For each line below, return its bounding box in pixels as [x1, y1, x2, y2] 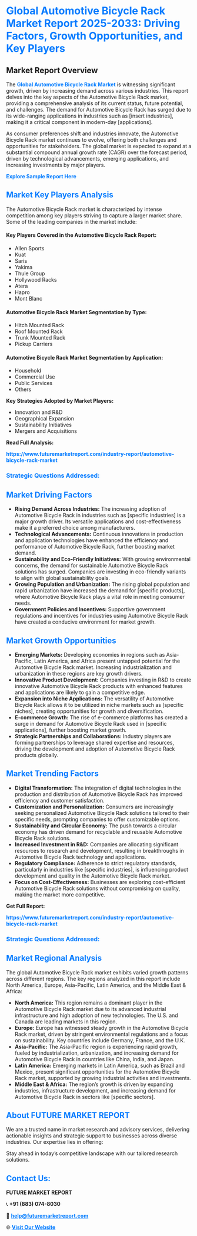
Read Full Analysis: [6, 439, 54, 446]
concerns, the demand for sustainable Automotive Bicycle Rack [14, 562, 169, 569]
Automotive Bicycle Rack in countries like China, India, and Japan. [14, 1055, 175, 1062]
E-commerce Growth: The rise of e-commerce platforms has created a [14, 713, 188, 721]
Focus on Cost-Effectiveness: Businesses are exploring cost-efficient [14, 878, 185, 885]
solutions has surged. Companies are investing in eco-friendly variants [14, 568, 186, 575]
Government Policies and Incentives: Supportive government [14, 606, 166, 613]
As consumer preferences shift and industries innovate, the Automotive [6, 130, 179, 137]
